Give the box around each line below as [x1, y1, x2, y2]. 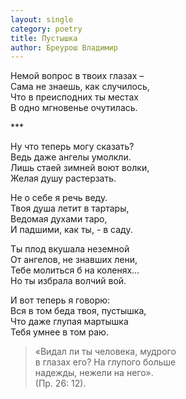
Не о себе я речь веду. [10, 192, 108, 204]
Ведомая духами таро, [10, 213, 108, 225]
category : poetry [10, 24, 83, 34]
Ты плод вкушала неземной [10, 243, 130, 255]
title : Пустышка [10, 33, 78, 43]
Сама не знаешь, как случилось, [10, 81, 150, 93]
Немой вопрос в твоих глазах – [10, 70, 145, 82]
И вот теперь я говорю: [10, 294, 111, 306]
